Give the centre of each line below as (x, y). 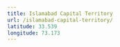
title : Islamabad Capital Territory (60, 13)
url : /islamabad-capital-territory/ (60, 20)
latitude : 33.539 (32, 26)
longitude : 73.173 (34, 33)
